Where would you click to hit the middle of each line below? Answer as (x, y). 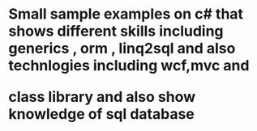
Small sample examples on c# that (126, 14)
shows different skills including (116, 31)
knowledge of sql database (101, 114)
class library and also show (102, 97)
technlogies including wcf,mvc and (129, 66)
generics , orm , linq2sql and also (122, 49)
